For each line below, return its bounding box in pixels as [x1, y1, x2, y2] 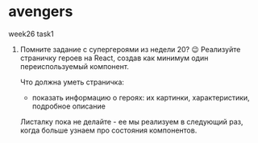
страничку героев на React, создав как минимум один [19, 53, 209, 63]
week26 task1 [8, 29, 54, 39]
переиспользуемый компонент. [19, 61, 129, 71]
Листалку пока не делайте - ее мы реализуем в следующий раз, [19, 116, 243, 126]
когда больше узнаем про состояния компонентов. [19, 125, 198, 135]
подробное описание [31, 101, 106, 111]
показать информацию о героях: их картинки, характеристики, [31, 92, 250, 102]
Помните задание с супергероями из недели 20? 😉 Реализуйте [19, 44, 241, 54]
